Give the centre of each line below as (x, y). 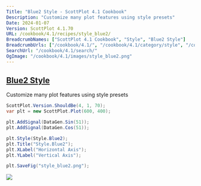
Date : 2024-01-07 (28, 23)
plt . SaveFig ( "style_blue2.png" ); (48, 166)
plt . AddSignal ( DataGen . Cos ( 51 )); (48, 128)
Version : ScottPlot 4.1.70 (40, 28)
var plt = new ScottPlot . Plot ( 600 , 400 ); (59, 111)
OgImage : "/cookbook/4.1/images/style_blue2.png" (69, 56)
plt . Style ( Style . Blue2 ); (37, 138)
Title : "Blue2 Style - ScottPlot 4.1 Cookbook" (67, 12)
